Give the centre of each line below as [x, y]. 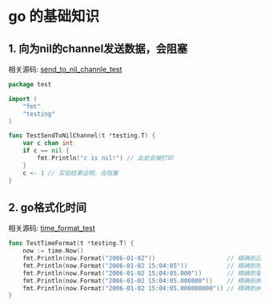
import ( [23, 99]
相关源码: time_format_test [52, 228]
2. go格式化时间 [47, 207]
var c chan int [48, 143]
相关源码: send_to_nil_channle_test [65, 69]
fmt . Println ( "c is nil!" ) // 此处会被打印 [105, 158]
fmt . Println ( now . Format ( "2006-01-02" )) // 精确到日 [142, 259]
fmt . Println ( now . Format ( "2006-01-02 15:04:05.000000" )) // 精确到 [139, 281]
